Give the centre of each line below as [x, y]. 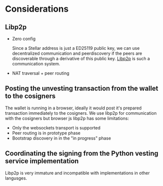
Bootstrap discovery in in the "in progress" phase [61, 138]
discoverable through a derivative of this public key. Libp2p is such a [81, 59]
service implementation [42, 161]
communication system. [36, 64]
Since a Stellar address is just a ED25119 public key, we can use [76, 48]
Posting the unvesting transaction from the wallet [82, 89]
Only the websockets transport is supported [56, 127]
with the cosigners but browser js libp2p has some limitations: [67, 118]
